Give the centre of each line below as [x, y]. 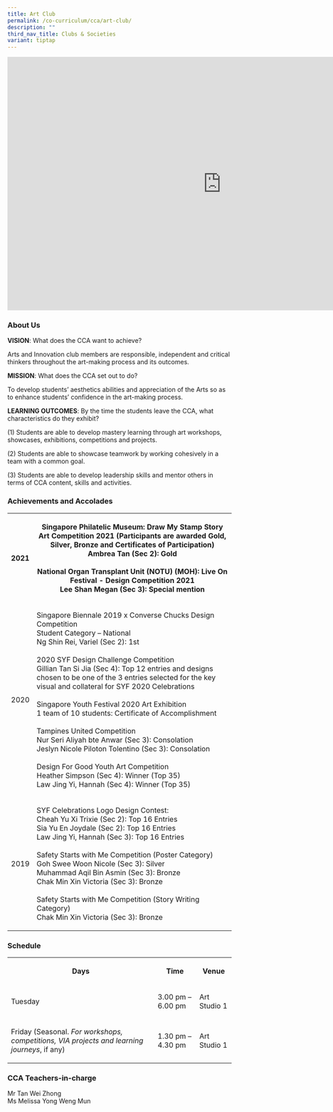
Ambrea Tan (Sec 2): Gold [132, 553]
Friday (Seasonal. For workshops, [67, 1032]
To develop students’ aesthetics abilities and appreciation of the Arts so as [117, 390]
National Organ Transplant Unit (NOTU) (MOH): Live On [132, 571]
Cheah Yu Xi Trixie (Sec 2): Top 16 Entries [107, 819]
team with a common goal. [46, 461]
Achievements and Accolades [60, 501]
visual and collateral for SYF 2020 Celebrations [116, 686]
